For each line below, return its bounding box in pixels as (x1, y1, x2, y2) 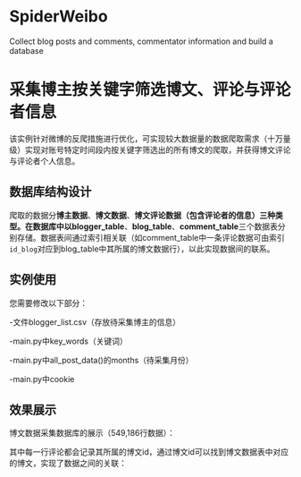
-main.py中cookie (9, 373, 75, 384)
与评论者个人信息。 (9, 155, 80, 166)
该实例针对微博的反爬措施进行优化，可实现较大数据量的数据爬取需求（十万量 (9, 132, 291, 144)
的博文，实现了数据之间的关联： (9, 458, 127, 469)
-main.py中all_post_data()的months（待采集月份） (9, 354, 194, 365)
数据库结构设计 (9, 184, 92, 200)
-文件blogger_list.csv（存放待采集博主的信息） (9, 316, 181, 328)
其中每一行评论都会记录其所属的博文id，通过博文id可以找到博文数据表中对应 (9, 447, 288, 457)
